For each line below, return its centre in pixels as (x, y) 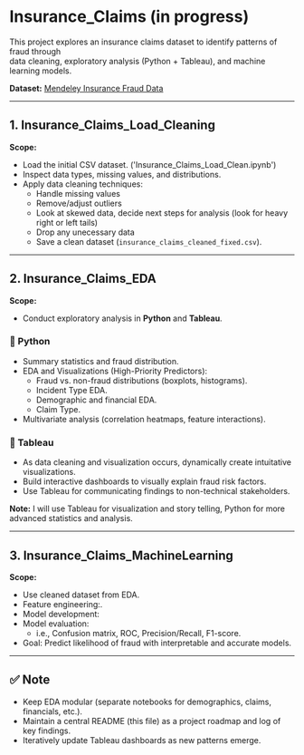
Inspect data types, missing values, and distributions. (122, 174)
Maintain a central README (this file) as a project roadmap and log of (152, 721)
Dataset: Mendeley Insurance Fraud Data (86, 88)
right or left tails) (66, 222)
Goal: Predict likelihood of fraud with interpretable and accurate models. (157, 643)
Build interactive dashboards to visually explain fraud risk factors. (144, 481)
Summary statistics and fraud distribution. (100, 361)
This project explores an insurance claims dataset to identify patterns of (143, 42)
